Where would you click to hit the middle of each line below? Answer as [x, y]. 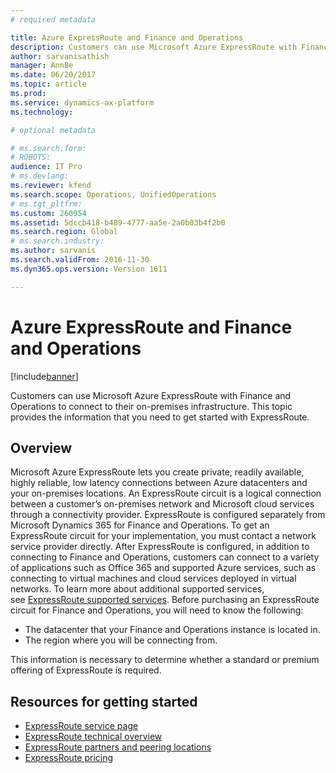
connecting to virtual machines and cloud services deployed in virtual [153, 578]
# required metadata [53, 19]
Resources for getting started [104, 701]
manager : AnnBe [42, 66]
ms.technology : [42, 112]
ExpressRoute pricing [69, 758]
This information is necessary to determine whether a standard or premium [165, 660]
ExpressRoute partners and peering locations [118, 747]
